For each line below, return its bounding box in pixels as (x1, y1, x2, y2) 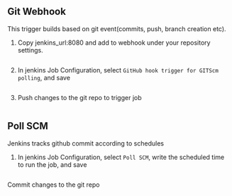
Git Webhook (7, 6, 66, 18)
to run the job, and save (17, 160, 87, 169)
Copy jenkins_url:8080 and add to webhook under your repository (17, 38, 211, 47)
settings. (17, 45, 44, 54)
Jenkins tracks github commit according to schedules (7, 138, 165, 148)
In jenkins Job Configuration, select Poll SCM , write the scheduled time (17, 153, 225, 161)
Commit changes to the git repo (7, 180, 100, 189)
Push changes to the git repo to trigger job (17, 93, 142, 102)
